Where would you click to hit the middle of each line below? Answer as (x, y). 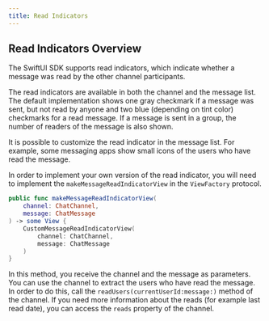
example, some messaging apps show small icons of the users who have (130, 151)
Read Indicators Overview (75, 49)
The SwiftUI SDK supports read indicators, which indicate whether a (122, 68)
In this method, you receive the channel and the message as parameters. (130, 274)
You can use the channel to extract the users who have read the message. (132, 283)
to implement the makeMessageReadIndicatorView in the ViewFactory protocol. (135, 184)
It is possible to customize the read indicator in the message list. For (122, 142)
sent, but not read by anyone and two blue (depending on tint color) (121, 109)
